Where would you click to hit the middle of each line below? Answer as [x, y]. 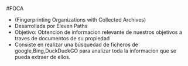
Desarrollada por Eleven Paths [51, 26]
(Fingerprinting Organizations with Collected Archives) [80, 20]
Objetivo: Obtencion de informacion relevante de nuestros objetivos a [98, 32]
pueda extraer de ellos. [42, 57]
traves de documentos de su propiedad [62, 38]
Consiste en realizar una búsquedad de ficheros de [76, 44]
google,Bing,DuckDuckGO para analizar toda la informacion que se [95, 51]
